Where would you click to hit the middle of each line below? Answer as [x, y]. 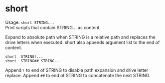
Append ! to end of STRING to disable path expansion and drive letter [77, 70]
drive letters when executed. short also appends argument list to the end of [82, 42]
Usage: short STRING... [30, 22]
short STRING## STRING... [33, 61]
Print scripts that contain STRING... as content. [53, 27]
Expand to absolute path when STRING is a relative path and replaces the [80, 37]
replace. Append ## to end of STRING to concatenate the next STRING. [78, 75]
